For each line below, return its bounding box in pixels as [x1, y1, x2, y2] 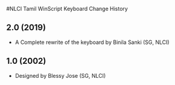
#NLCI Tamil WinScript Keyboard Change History [6, 5, 128, 12]
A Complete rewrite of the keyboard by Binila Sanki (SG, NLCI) [14, 39, 170, 46]
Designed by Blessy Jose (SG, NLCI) [14, 72, 106, 79]
